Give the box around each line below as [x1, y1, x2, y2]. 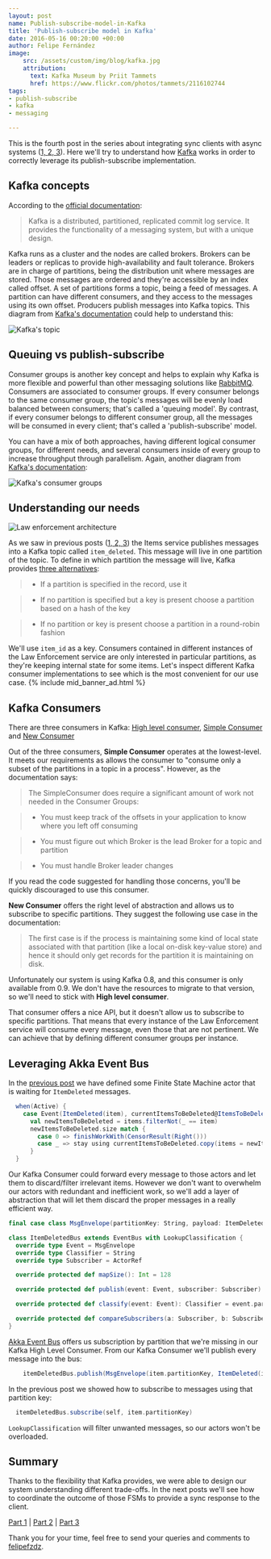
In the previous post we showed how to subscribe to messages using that [8, 1384, 253, 1394]
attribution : [23, 65, 67, 73]
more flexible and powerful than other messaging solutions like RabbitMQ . [8, 378, 254, 387]
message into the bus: [8, 1353, 82, 1364]
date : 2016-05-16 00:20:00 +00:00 [8, 34, 125, 43]
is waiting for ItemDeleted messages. [8, 1087, 131, 1097]
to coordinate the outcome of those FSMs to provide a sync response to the [8, 1494, 261, 1503]
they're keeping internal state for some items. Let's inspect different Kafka [8, 661, 256, 671]
